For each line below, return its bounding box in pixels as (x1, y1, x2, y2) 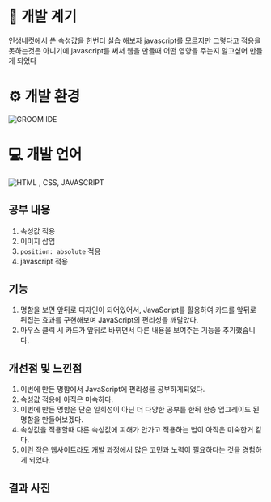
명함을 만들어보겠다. (19, 415, 83, 424)
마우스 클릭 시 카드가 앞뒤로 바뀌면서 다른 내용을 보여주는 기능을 (19, 325, 221, 335)
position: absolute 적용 (19, 246, 101, 255)
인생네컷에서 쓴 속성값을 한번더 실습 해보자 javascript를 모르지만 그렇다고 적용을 (8, 36, 261, 45)
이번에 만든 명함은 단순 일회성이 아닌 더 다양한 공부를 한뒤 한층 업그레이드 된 (19, 405, 260, 415)
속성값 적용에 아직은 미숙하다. (19, 394, 114, 404)
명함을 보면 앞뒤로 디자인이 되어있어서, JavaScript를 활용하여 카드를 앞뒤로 (19, 305, 257, 315)
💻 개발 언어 (8, 146, 83, 164)
